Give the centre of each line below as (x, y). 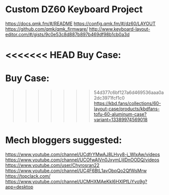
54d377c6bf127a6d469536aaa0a (129, 92)
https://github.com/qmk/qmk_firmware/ (47, 29)
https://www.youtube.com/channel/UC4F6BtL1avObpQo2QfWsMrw (76, 170)
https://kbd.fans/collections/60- (128, 104)
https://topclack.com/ (28, 176)
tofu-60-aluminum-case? (120, 114)
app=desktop (19, 187)
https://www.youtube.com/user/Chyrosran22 (52, 165)
